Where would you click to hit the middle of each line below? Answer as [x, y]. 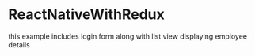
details [19, 44]
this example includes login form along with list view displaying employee [128, 36]
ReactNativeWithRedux [86, 15]
